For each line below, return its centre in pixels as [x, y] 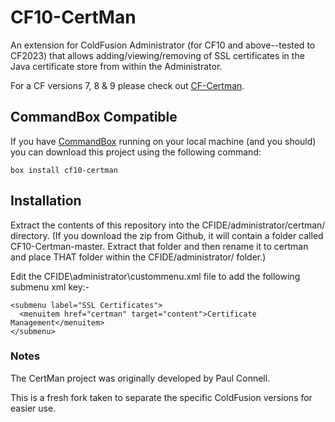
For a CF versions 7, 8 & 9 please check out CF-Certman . [127, 85]
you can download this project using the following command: [136, 152]
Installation [46, 201]
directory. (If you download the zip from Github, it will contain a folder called [167, 235]
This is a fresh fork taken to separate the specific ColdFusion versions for [161, 397]
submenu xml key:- [50, 287]
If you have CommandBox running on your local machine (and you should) [163, 141]
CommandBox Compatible [94, 117]
